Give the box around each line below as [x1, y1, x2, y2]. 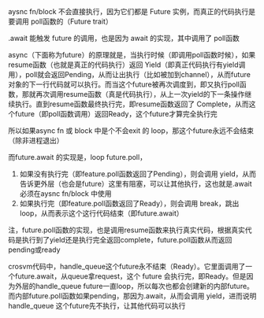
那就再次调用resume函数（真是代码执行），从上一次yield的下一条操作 [21, 90, 245, 98]
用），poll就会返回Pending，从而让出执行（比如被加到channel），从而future [8, 70, 251, 79]
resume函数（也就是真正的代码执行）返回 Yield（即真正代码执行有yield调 [8, 60, 246, 69]
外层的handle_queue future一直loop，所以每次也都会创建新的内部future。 [14, 282, 255, 290]
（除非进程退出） [8, 136, 64, 145]
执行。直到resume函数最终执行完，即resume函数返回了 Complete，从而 [14, 99, 250, 109]
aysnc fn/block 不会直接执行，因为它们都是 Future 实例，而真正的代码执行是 [8, 7, 256, 16]
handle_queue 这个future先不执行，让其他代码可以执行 [8, 301, 186, 310]
